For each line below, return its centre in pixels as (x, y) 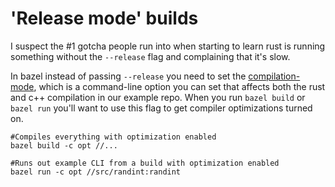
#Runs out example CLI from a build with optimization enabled (145, 163)
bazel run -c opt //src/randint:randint (96, 172)
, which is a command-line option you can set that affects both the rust (179, 86)
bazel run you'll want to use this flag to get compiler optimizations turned (161, 108)
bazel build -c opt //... (64, 145)
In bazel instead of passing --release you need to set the (128, 76)
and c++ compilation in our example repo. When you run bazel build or (158, 97)
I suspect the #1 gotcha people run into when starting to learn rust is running (168, 46)
